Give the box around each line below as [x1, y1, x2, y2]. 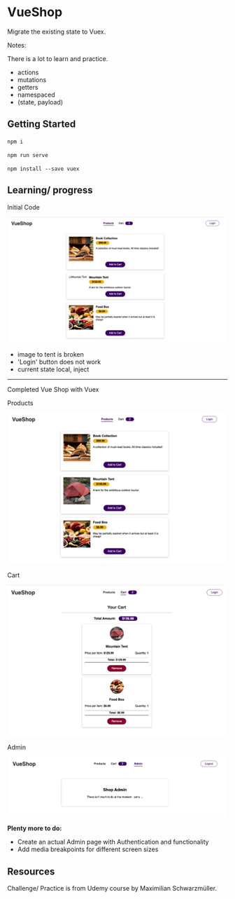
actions [17, 68, 39, 76]
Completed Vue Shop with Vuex [7, 385, 99, 394]
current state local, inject [17, 365, 90, 373]
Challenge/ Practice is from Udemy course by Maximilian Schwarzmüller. [7, 884, 218, 893]
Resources [7, 865, 55, 877]
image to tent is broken [17, 350, 84, 359]
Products [7, 399, 34, 407]
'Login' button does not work [17, 358, 101, 366]
